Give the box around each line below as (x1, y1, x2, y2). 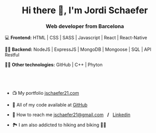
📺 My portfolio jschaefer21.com (12, 90, 79, 96)
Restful (5, 52, 20, 58)
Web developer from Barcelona (46, 23, 124, 30)
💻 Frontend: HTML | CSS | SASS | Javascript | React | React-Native (5, 35, 147, 41)
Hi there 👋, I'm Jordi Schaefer (21, 5, 148, 16)
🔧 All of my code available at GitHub (12, 101, 87, 108)
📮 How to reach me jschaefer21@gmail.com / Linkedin (12, 112, 131, 118)
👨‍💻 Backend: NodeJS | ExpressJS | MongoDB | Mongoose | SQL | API (5, 46, 151, 52)
